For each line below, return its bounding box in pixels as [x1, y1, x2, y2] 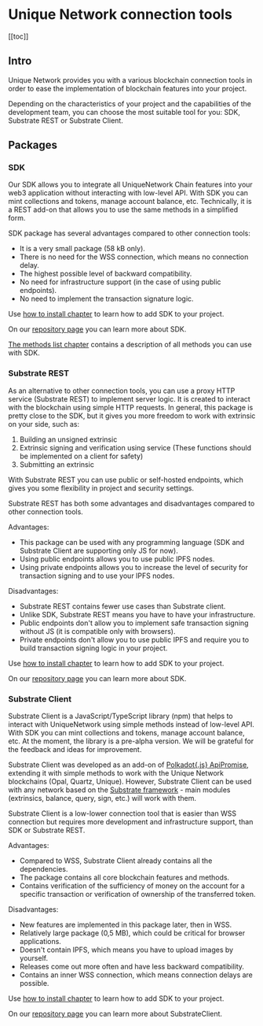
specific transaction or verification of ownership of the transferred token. [19, 890, 256, 899]
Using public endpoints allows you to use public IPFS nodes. [19, 554, 215, 564]
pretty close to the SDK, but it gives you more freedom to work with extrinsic [8, 411, 256, 420]
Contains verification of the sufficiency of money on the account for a [19, 881, 245, 891]
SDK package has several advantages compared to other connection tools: [8, 228, 251, 238]
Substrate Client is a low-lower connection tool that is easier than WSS [8, 809, 237, 818]
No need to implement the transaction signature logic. [19, 294, 194, 304]
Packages [8, 139, 57, 152]
